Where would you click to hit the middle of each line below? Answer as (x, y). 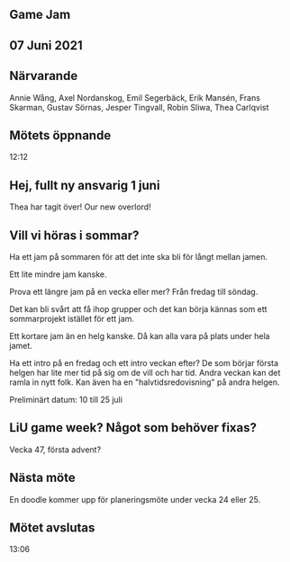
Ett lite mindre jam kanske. (58, 274)
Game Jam (40, 15)
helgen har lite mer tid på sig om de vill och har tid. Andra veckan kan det (145, 373)
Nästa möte (42, 478)
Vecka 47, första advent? (55, 450)
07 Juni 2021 (46, 45)
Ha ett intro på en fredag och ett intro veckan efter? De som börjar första (144, 363)
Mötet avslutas (52, 528)
